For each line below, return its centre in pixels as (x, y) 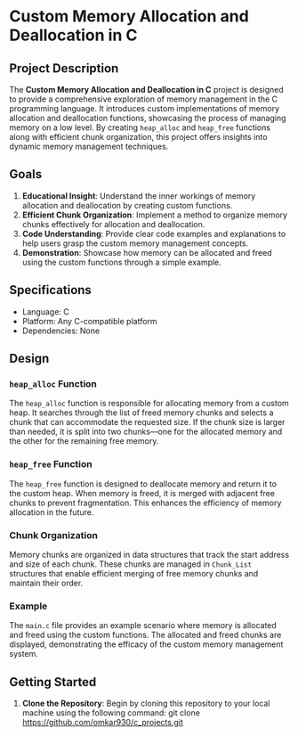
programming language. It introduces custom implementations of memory (145, 108)
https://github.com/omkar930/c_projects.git (103, 723)
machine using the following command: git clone (111, 713)
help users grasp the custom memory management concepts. (135, 243)
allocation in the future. (52, 512)
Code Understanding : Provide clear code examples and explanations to (154, 233)
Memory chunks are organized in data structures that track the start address (149, 554)
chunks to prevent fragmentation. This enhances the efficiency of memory (145, 503)
